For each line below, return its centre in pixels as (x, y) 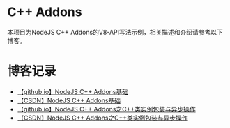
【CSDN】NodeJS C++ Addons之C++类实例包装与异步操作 (102, 118)
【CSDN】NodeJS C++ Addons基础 (69, 100)
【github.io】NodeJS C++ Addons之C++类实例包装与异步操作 (107, 109)
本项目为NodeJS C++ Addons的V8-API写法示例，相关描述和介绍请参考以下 (115, 32)
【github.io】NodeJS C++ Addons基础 (73, 91)
